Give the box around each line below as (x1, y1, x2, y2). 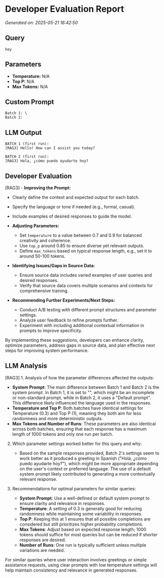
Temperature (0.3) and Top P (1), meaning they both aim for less (12, 410, 141, 416)
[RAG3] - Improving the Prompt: (5, 185, 71, 191)
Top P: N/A (12, 78, 35, 84)
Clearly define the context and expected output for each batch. (12, 195, 140, 200)
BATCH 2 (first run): (5, 154, 49, 159)
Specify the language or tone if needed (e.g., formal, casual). (12, 204, 136, 209)
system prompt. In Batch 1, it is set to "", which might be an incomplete (12, 389, 155, 395)
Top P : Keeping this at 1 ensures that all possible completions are (19, 516, 151, 522)
